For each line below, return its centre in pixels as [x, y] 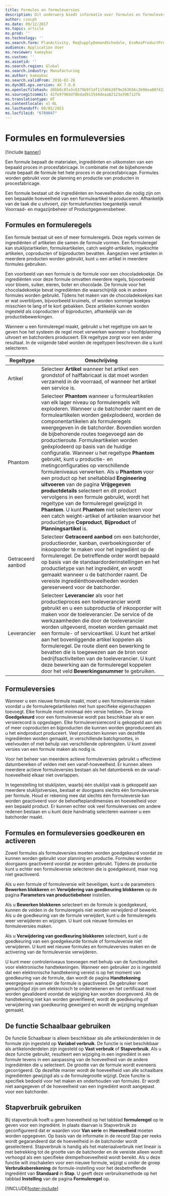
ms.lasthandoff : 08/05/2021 [35, 108]
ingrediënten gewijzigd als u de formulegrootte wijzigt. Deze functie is [78, 1076]
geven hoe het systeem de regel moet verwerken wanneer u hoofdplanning [83, 332]
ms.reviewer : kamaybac [29, 52]
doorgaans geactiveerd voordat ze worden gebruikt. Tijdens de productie [81, 864]
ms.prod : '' [18, 33]
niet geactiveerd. [23, 875]
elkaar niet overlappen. [56, 775]
